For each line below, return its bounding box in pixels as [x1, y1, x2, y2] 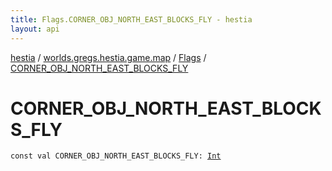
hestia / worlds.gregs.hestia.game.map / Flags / [10, 51, 207, 63]
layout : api [10, 24, 60, 34]
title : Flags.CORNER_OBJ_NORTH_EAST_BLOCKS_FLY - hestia [10, 14, 253, 25]
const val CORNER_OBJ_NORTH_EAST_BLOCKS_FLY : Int [10, 151, 222, 161]
